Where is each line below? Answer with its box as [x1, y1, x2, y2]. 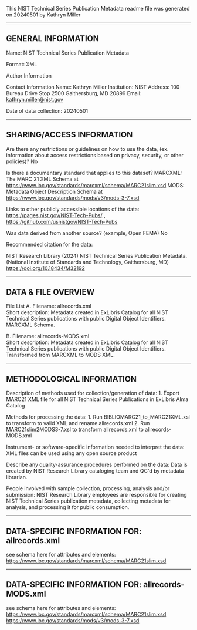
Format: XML [6, 60, 38, 68]
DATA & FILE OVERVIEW [6, 287, 95, 297]
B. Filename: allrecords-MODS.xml [6, 333, 90, 340]
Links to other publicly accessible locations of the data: [6, 205, 140, 213]
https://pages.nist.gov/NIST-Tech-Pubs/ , [6, 211, 106, 219]
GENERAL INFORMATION [6, 33, 100, 43]
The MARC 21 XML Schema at [6, 176, 79, 183]
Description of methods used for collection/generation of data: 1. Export [6, 390, 180, 397]
